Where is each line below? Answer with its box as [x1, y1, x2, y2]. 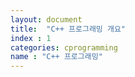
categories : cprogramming [10, 42, 118, 53]
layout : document [10, 14, 83, 25]
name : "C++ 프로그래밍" [10, 52, 103, 62]
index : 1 [10, 33, 52, 43]
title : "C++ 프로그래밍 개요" [10, 24, 126, 34]
